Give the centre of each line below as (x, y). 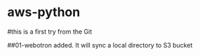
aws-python (44, 12)
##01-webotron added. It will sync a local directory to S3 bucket (100, 45)
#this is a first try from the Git (50, 31)
